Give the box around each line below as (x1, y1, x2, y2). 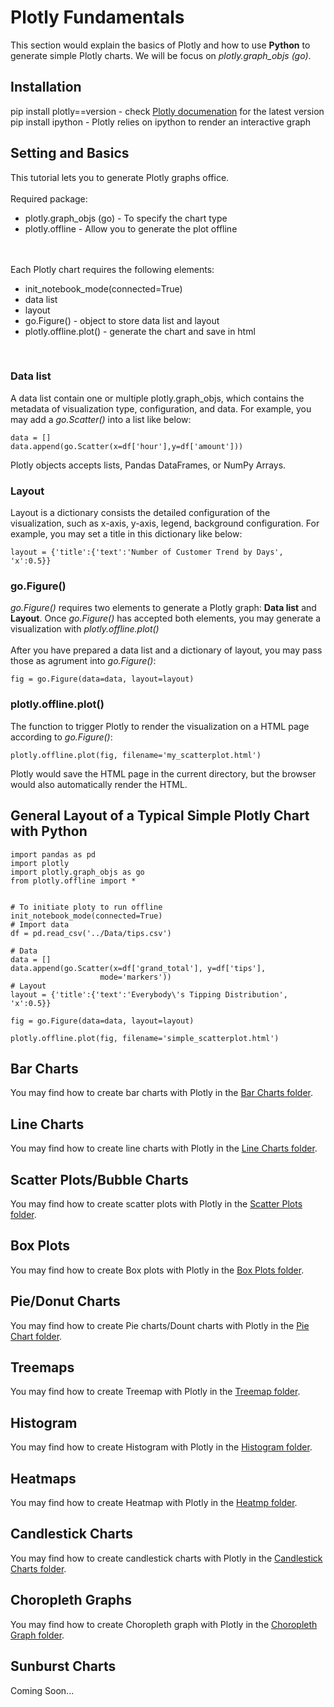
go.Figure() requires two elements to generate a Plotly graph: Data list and (10, 602, 317, 614)
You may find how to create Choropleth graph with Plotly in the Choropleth (10, 1618, 318, 1630)
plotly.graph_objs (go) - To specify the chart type (24, 212, 228, 224)
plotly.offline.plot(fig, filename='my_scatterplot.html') (10, 750, 262, 760)
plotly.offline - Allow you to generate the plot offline (24, 222, 238, 235)
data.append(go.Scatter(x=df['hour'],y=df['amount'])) (10, 441, 244, 451)
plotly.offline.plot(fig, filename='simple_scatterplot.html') (10, 1033, 280, 1043)
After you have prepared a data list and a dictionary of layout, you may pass (10, 644, 323, 656)
